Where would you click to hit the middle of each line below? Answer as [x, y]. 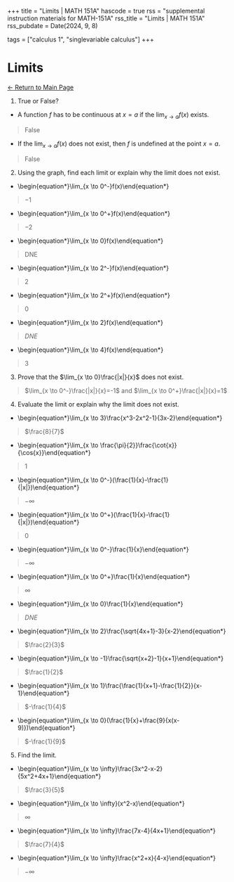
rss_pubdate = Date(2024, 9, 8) [53, 26]
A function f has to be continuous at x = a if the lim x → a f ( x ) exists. [113, 115]
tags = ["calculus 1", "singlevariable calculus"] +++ [81, 39]
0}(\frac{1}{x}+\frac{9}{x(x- [140, 720]
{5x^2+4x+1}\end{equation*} [59, 776]
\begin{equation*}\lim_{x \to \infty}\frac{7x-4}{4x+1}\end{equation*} [116, 831]
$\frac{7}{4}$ [44, 844]
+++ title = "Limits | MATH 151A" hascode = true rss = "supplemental [106, 11]
